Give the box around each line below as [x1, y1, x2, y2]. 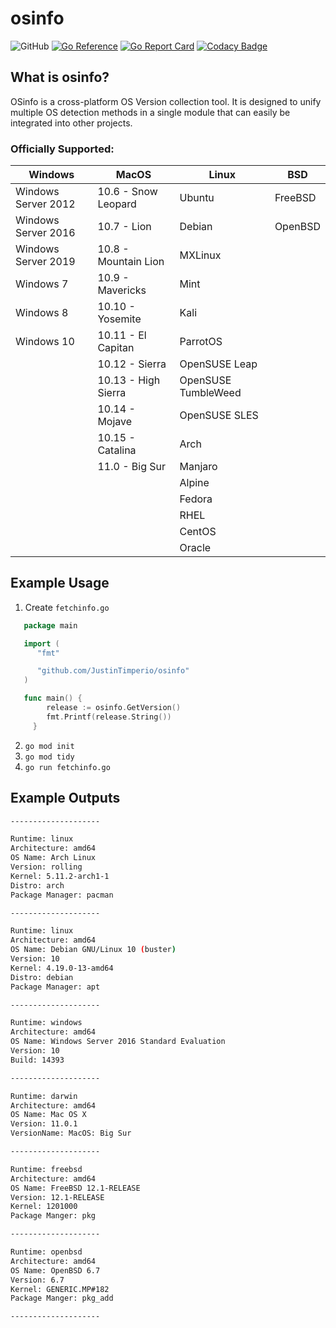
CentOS [179, 525, 217, 539]
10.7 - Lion [97, 220, 152, 234]
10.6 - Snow [97, 185, 158, 199]
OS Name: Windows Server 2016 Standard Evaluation [10, 1037, 226, 1047]
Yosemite [97, 312, 142, 326]
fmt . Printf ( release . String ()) [46, 712, 172, 722]
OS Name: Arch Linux [10, 853, 97, 863]
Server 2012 [15, 197, 76, 211]
